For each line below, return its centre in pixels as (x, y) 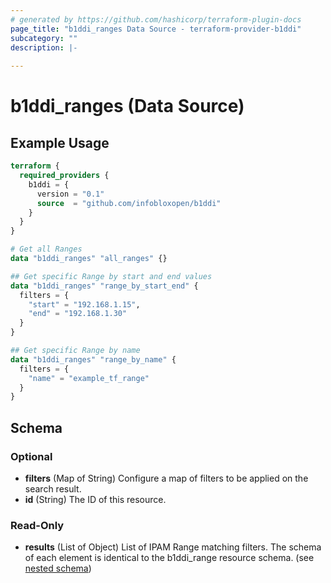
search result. (53, 488)
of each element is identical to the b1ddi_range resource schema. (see (169, 558)
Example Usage (60, 142)
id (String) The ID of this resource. (95, 499)
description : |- (44, 47)
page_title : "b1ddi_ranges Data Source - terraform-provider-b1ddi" (156, 29)
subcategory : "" (44, 38)
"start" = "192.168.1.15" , (84, 304)
